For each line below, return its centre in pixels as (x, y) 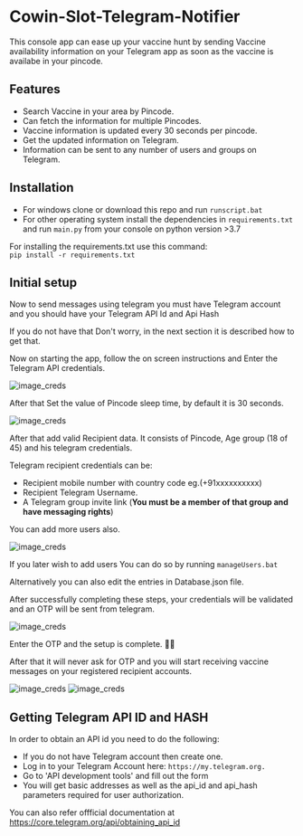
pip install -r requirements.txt (72, 255)
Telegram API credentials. (57, 368)
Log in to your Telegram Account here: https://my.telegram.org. (144, 766)
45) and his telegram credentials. (71, 448)
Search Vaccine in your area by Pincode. (98, 111)
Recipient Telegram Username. (80, 493)
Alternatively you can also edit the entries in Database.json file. (127, 582)
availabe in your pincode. (57, 61)
